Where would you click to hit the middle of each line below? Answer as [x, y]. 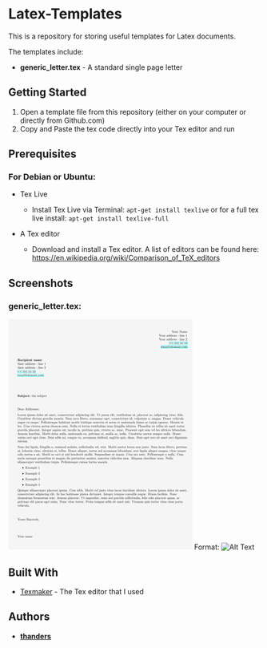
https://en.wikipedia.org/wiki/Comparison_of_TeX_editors [126, 258]
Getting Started [48, 93]
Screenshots [41, 283]
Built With [33, 572]
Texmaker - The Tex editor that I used [82, 591]
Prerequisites [42, 154]
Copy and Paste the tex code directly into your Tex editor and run [127, 128]
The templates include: [46, 51]
